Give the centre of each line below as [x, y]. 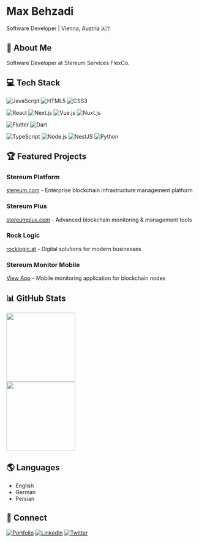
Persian [25, 498]
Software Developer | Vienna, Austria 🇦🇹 [59, 28]
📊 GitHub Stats [36, 298]
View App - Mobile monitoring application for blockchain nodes [86, 278]
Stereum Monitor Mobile [43, 265]
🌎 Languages [33, 468]
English [24, 486]
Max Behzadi [40, 11]
